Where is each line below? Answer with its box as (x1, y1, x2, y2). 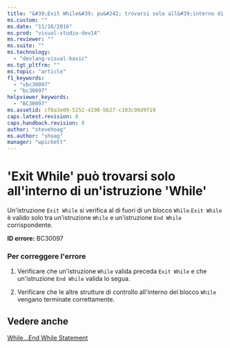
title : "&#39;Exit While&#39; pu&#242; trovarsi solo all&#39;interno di (7, 10, 224, 17)
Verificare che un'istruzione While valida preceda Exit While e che (17, 267, 207, 275)
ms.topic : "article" (7, 68, 67, 75)
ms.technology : (7, 49, 51, 56)
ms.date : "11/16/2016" (7, 23, 73, 30)
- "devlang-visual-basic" (13, 55, 88, 62)
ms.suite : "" (7, 42, 45, 49)
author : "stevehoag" (7, 126, 67, 133)
